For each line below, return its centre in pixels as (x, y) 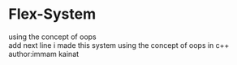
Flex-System (52, 14)
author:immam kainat (44, 54)
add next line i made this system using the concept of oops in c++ (119, 45)
